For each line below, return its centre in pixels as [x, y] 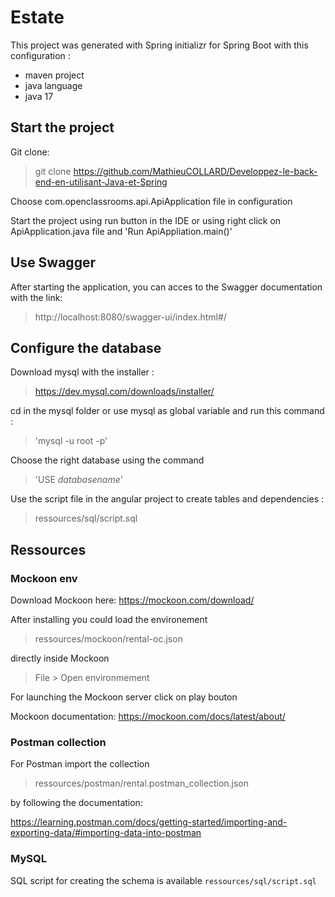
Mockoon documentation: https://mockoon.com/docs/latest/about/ [148, 717]
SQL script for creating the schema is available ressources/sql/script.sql [163, 880]
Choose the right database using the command [107, 460]
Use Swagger [53, 262]
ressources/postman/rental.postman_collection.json [142, 783]
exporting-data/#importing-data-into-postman [106, 833]
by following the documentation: [76, 803]
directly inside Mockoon [60, 658]
